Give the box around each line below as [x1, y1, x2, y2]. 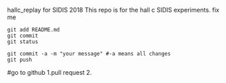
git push [7, 56, 32, 63]
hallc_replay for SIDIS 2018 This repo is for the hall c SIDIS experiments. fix [7, 6, 220, 14]
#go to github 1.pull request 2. [7, 69, 92, 76]
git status [7, 38, 39, 45]
